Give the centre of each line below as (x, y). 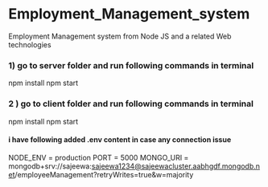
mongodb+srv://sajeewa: (50, 166)
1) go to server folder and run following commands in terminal (131, 65)
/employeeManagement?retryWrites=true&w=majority (104, 174)
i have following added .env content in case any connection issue (120, 140)
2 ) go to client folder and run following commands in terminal (131, 104)
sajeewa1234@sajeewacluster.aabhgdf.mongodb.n (175, 166)
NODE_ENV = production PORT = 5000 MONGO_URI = (99, 157)
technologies (30, 44)
